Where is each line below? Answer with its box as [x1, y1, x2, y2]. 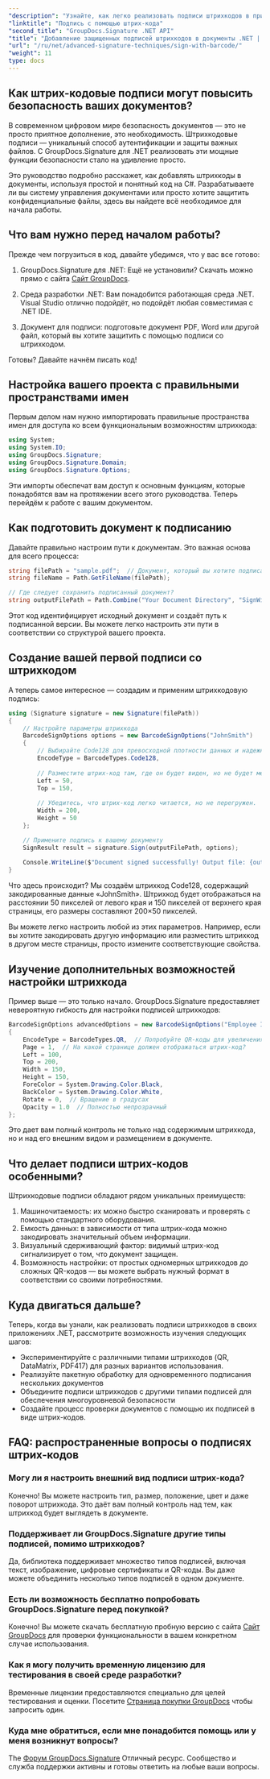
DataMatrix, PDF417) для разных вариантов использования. [19, 1361, 223, 1371]
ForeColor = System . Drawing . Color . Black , [22, 1080, 163, 1089]
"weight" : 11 [8, 49, 52, 57]
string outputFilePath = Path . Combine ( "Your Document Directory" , [8, 596, 235, 604]
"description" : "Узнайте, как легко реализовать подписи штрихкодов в [8, 11, 250, 20]
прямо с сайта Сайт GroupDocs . [19, 273, 130, 283]
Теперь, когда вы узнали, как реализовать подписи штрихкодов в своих [8, 1320, 257, 1329]
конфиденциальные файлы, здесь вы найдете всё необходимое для [8, 196, 242, 205]
